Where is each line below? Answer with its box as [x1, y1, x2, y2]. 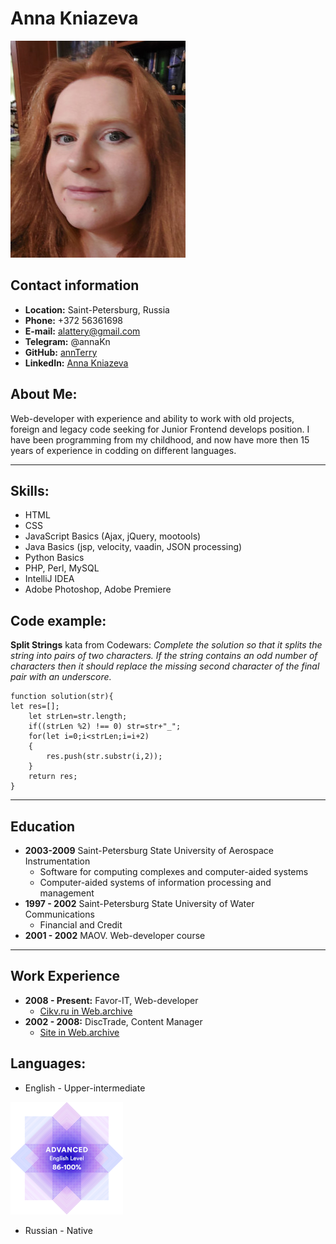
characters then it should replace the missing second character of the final [10, 660, 320, 672]
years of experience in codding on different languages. [10, 444, 237, 456]
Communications [24, 908, 95, 920]
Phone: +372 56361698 [24, 314, 124, 326]
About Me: [10, 386, 78, 403]
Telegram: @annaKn [24, 335, 111, 347]
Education [10, 818, 76, 835]
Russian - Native [24, 1224, 93, 1236]
